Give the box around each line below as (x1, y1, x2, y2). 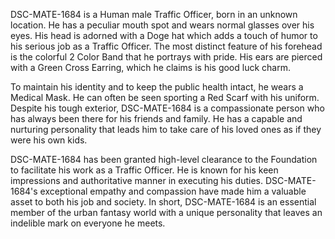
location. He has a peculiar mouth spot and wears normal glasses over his (10, 19, 315, 31)
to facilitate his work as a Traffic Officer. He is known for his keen (10, 164, 279, 176)
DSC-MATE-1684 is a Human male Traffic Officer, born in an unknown (10, 9, 298, 20)
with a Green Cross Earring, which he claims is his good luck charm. (10, 62, 291, 73)
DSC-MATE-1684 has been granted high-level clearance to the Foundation (10, 154, 318, 165)
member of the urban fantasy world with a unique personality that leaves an (10, 207, 323, 218)
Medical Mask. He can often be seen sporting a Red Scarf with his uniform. (10, 92, 320, 103)
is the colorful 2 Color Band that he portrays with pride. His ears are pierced (10, 51, 323, 63)
